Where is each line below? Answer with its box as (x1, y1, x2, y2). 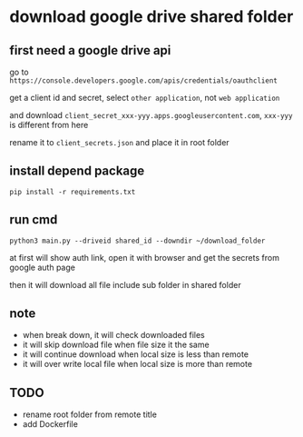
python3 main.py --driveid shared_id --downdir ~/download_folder (9, 236, 266, 245)
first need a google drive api (9, 43, 171, 58)
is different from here (9, 120, 89, 130)
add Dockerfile (22, 419, 79, 430)
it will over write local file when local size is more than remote (22, 359, 252, 370)
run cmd (9, 212, 58, 228)
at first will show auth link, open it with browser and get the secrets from (9, 252, 279, 263)
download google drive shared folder (9, 6, 294, 27)
